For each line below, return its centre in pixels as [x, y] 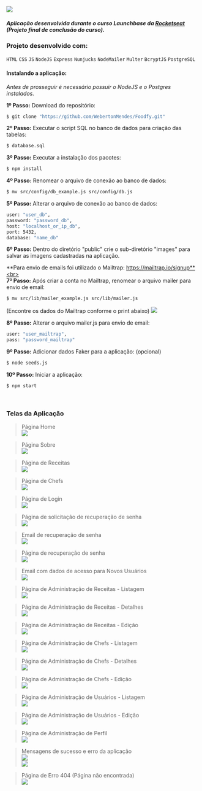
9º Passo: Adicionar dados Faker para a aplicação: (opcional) [84, 352]
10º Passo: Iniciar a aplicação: [44, 374]
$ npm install [24, 169]
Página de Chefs [42, 481]
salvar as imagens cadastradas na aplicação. [63, 256]
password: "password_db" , [39, 220]
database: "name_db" [33, 237]
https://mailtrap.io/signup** [161, 268]
